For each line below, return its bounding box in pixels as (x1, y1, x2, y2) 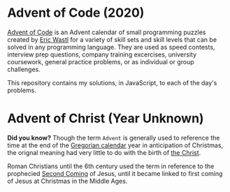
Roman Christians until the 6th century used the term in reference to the (7, 162, 215, 170)
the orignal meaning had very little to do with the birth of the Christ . (7, 148, 201, 156)
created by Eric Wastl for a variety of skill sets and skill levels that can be (7, 35, 217, 43)
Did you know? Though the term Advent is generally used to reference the (7, 133, 220, 142)
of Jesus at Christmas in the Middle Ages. (7, 177, 128, 185)
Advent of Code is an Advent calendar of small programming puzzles (7, 28, 206, 36)
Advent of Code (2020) (7, 5, 145, 21)
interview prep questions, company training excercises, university (7, 50, 197, 59)
